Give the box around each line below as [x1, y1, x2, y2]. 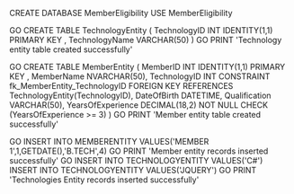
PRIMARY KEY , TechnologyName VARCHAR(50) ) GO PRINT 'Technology [9, 35, 282, 45]
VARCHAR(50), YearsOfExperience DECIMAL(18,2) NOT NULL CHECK [9, 100, 268, 110]
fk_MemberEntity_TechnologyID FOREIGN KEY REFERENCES [9, 81, 234, 91]
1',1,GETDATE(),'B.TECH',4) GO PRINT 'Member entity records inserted [9, 145, 269, 156]
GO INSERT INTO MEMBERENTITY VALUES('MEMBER [9, 137, 209, 146]
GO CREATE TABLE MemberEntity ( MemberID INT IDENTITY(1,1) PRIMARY [9, 62, 286, 72]
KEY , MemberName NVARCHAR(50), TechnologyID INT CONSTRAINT [9, 71, 271, 82]
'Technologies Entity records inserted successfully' [9, 174, 200, 185]
